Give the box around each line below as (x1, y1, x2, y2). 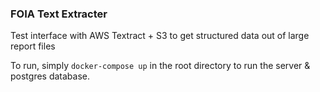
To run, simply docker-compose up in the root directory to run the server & (10, 60, 311, 72)
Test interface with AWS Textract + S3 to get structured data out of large (10, 30, 310, 42)
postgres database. (10, 70, 91, 82)
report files (10, 40, 56, 52)
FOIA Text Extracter (10, 7, 108, 21)
